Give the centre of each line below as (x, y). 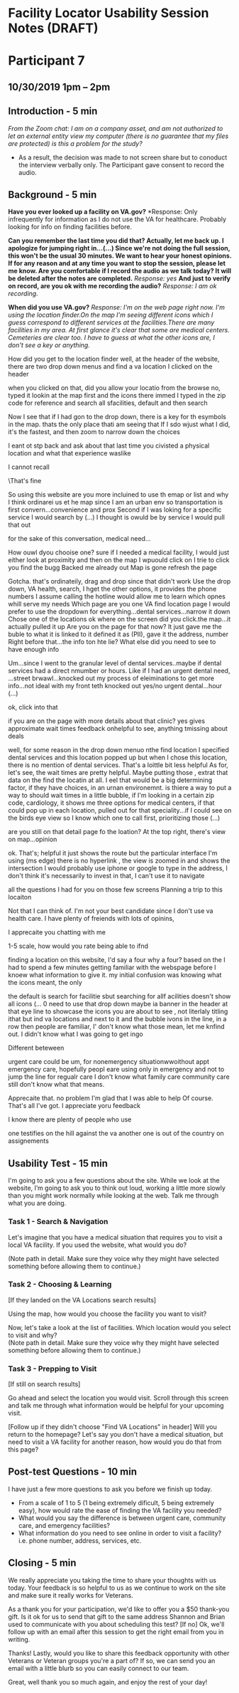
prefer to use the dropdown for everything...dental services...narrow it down (119, 612)
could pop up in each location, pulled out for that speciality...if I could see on (120, 811)
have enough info (34, 650)
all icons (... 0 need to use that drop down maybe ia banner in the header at (118, 1004)
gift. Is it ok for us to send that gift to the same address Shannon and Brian (117, 1616)
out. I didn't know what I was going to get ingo (76, 1034)
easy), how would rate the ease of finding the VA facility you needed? (120, 1510)
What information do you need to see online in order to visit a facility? (120, 1533)
